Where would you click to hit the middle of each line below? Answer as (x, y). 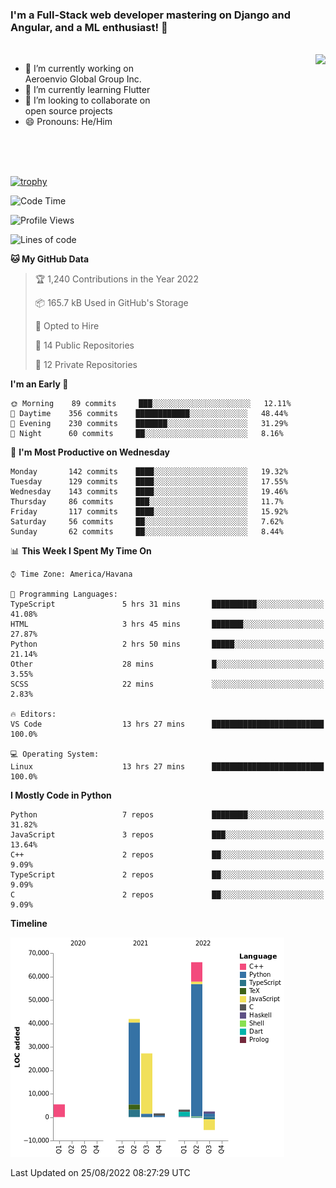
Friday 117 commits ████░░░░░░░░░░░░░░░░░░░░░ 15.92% (149, 512)
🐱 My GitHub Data (50, 259)
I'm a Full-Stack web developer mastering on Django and (151, 15)
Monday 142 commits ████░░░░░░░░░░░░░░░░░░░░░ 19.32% (149, 472)
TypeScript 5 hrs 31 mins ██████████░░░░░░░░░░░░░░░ (167, 604)
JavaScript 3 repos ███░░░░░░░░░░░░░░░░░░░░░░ (167, 835)
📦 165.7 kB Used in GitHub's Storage (111, 303)
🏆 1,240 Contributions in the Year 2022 (116, 279)
